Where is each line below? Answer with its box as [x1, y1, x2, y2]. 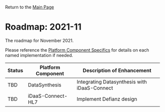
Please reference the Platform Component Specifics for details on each [5, 47, 149, 53]
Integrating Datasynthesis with [77, 78, 147, 85]
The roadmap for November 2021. [5, 37, 74, 43]
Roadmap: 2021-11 [5, 22, 82, 32]
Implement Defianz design [77, 95, 137, 102]
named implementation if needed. [5, 52, 74, 58]
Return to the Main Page [5, 4, 54, 10]
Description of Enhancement [82, 67, 152, 74]
